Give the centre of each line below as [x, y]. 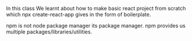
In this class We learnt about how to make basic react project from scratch [96, 8]
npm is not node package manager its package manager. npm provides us [96, 26]
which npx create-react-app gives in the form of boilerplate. [79, 14]
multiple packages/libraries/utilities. [49, 32]
